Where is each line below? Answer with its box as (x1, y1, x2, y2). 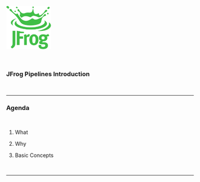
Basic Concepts (14, 152, 54, 159)
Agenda (6, 104, 30, 112)
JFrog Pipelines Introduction (6, 70, 90, 78)
